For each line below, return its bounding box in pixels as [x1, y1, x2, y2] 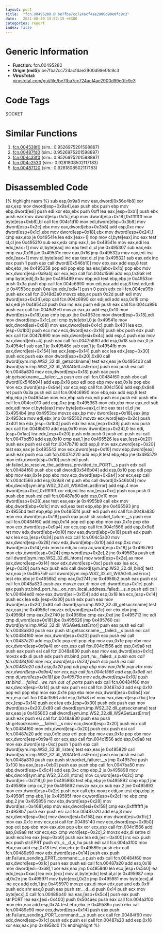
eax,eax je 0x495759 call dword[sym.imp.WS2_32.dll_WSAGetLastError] [5, 570, 150, 576]
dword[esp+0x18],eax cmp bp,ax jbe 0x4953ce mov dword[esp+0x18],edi [5, 312, 154, 317]
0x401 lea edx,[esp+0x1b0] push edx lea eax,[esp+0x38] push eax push [5, 420, 150, 426]
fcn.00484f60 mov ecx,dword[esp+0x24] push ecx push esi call [5, 658, 135, 664]
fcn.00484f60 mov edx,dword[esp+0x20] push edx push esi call [5, 726, 135, 731]
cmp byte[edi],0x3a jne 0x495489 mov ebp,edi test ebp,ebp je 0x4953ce [5, 276, 153, 281]
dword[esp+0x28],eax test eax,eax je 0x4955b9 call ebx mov [5, 498, 129, 504]
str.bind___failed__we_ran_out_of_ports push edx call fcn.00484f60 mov [5, 679, 150, 685]
